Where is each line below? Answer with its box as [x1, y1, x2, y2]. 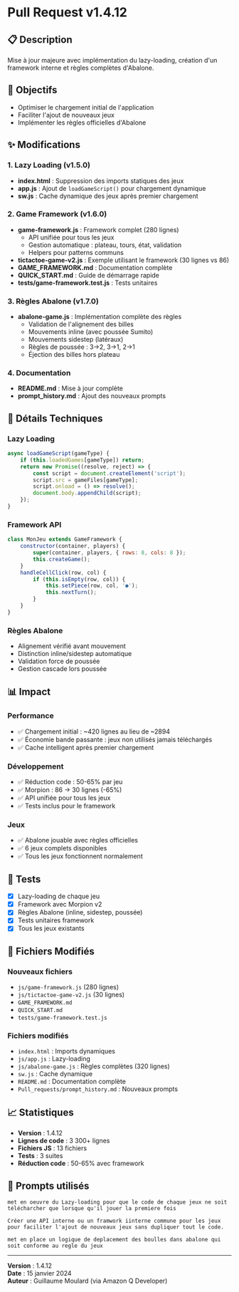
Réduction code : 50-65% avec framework [17, 1159, 144, 1168]
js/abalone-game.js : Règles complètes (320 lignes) [17, 1062, 171, 1070]
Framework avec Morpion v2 [17, 900, 102, 909]
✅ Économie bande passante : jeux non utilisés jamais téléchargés [17, 735, 213, 744]
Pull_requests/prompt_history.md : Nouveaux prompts [17, 1085, 179, 1093]
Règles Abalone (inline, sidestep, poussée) [17, 908, 143, 917]
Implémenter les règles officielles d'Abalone [17, 118, 147, 127]
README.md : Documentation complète [17, 1077, 127, 1086]
